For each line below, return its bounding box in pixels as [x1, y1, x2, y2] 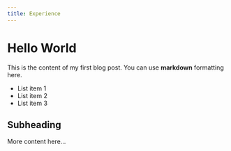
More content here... [7, 137, 66, 146]
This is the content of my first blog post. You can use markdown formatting [7, 63, 225, 72]
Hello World [7, 40, 77, 56]
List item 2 [17, 91, 47, 100]
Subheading [7, 119, 61, 131]
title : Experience [7, 10, 61, 17]
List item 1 [17, 84, 47, 93]
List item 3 [17, 99, 47, 107]
